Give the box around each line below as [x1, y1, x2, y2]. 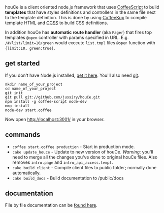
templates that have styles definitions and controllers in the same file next [5, 9, 156, 15]
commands [5, 130, 40, 139]
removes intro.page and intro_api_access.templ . [12, 159, 113, 165]
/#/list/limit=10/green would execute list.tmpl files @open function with [5, 40, 155, 46]
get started [5, 59, 40, 68]
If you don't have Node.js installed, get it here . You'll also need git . [5, 72, 139, 78]
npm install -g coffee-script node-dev [5, 99, 87, 104]
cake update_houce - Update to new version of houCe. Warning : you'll [12, 149, 154, 154]
